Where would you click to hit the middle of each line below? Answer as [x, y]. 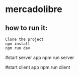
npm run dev [18, 48]
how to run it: [26, 28]
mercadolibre [34, 9]
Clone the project [24, 39]
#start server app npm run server [40, 57]
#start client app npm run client [38, 67]
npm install [18, 44]
